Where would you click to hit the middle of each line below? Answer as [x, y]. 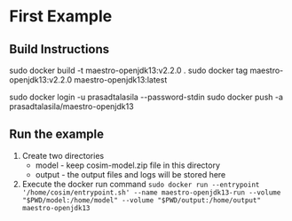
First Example [61, 16]
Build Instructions [59, 49]
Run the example [57, 134]
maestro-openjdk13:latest [121, 80]
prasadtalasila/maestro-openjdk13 [72, 107]
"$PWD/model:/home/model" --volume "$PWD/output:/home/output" [142, 200]
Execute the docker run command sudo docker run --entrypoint [141, 184]
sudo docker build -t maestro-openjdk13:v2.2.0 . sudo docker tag [129, 70]
